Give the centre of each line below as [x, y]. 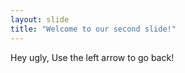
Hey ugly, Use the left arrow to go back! [92, 57]
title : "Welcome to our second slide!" [93, 29]
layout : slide [40, 19]
